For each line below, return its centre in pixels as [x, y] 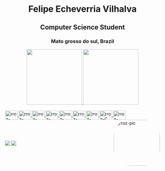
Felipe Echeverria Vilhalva [82, 9]
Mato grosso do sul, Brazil [82, 41]
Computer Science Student [82, 27]
